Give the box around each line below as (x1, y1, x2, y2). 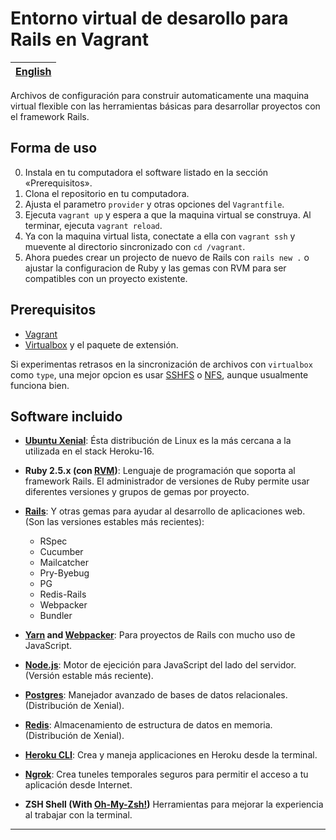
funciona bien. (10, 379, 70, 391)
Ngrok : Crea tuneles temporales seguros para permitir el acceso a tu (24, 768, 309, 781)
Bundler (39, 610, 73, 622)
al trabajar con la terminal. (24, 809, 133, 821)
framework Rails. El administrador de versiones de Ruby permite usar (24, 475, 310, 487)
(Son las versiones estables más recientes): (24, 516, 205, 528)
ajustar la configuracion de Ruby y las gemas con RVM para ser (24, 262, 287, 274)
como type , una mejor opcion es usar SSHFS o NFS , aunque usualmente (10, 368, 309, 381)
